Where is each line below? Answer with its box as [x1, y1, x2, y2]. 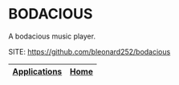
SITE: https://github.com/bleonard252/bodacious [8, 47, 171, 56]
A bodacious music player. [8, 31, 96, 41]
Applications [12, 66, 63, 77]
